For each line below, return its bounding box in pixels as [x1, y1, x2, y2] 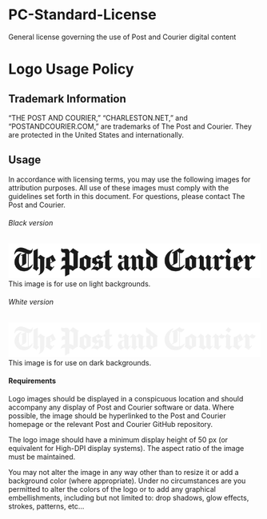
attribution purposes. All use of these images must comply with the [8, 182, 229, 193]
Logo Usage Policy [8, 60, 134, 78]
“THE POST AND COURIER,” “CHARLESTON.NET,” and [8, 113, 188, 122]
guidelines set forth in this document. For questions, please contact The [8, 191, 245, 201]
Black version [8, 218, 54, 228]
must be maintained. [8, 452, 76, 461]
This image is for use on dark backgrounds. [8, 357, 152, 367]
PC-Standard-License [8, 6, 157, 24]
